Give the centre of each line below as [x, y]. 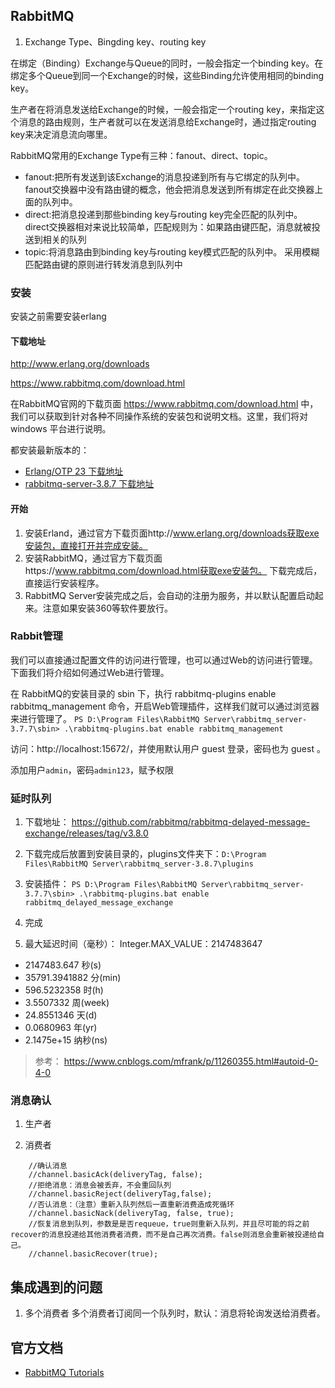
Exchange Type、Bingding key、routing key [115, 41]
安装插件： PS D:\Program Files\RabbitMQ [111, 884]
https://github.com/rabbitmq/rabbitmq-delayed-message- [191, 822]
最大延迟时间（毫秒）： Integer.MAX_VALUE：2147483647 [143, 944]
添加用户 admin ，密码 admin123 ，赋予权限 [92, 770]
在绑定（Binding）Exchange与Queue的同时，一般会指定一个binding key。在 [167, 63]
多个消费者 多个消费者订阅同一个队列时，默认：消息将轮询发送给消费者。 [175, 1313]
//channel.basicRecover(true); [93, 1254]
